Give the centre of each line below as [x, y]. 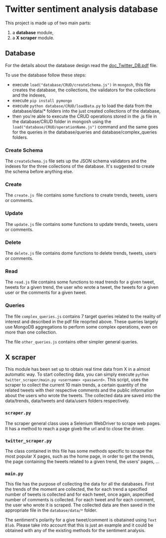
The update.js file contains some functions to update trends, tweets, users [82, 224]
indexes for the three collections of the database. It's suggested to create [80, 166]
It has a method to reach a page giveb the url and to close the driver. [75, 428]
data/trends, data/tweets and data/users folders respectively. [67, 401]
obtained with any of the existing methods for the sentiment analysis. [75, 531]
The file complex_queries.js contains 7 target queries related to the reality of [83, 316]
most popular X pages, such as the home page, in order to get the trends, [80, 456]
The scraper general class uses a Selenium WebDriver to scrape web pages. [83, 423]
